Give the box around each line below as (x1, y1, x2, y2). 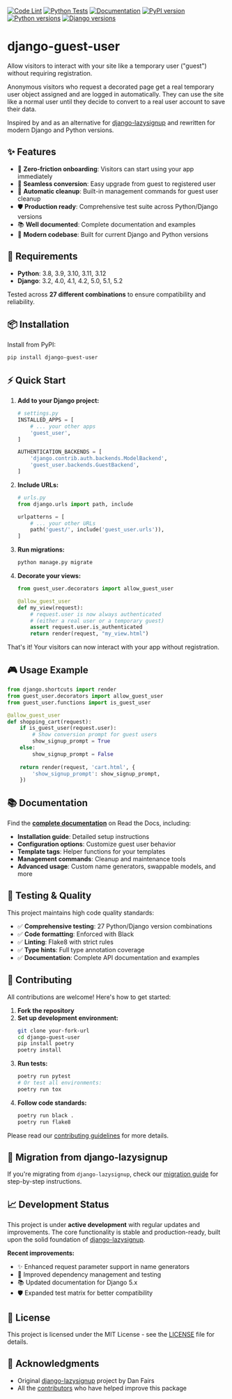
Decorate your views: (17, 572, 82, 580)
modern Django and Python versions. (7, 126, 114, 134)
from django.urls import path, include (17, 501, 134, 508)
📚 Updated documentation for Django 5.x (17, 1278, 138, 1286)
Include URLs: (17, 480, 59, 489)
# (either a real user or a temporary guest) (30, 617, 165, 624)
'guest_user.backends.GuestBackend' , (30, 461, 140, 468)
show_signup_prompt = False (32, 750, 114, 758)
